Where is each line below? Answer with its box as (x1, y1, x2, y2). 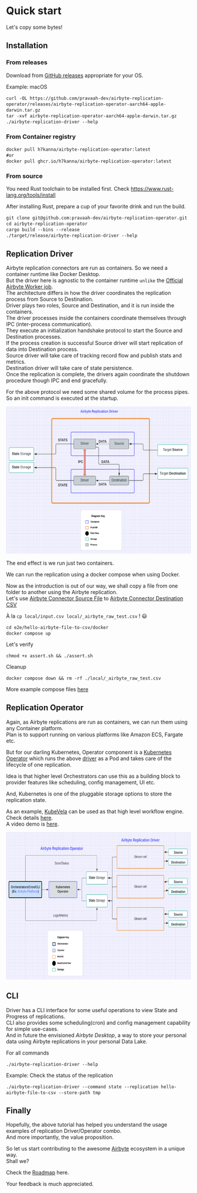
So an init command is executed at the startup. (6, 395, 119, 402)
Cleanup (6, 664, 26, 671)
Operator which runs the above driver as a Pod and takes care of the (6, 755, 172, 762)
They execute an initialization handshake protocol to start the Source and (6, 327, 183, 334)
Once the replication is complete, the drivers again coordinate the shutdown (6, 371, 190, 378)
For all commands (6, 1049, 49, 1056)
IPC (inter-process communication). (6, 321, 93, 328)
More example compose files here (6, 686, 89, 693)
